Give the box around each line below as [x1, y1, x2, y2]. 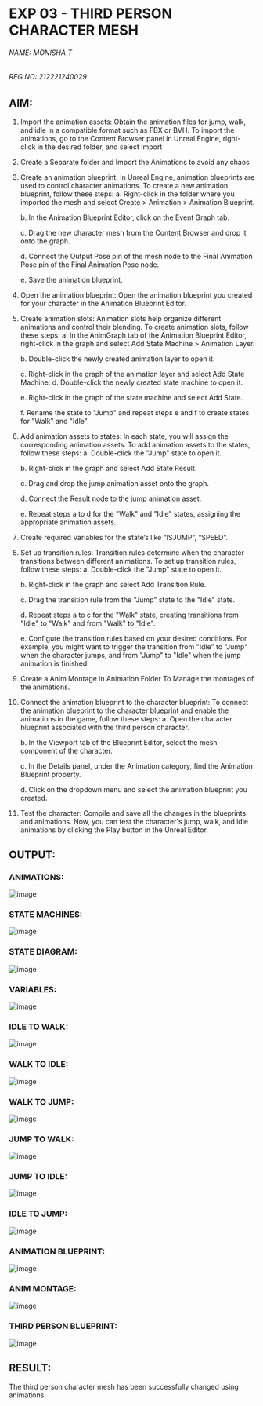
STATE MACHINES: [9, 909, 83, 920]
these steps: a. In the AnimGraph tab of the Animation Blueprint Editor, [20, 331, 247, 340]
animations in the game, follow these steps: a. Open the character [20, 714, 233, 724]
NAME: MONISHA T [9, 48, 73, 57]
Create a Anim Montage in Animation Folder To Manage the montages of [20, 674, 254, 684]
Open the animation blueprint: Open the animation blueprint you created [20, 290, 253, 300]
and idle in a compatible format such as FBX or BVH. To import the [20, 126, 235, 135]
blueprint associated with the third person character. [20, 723, 190, 732]
